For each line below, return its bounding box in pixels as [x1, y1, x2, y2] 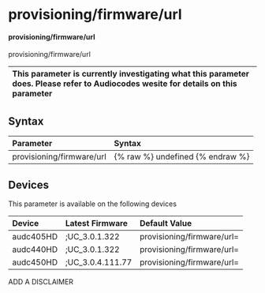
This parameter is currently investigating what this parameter [12, 69, 250, 80]
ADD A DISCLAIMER [8, 277, 73, 287]
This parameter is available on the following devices [8, 199, 177, 208]
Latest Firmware [65, 218, 129, 229]
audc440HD [12, 244, 58, 255]
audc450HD [12, 257, 58, 268]
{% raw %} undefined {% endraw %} [114, 152, 250, 163]
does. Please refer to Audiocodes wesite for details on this [12, 78, 237, 89]
